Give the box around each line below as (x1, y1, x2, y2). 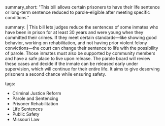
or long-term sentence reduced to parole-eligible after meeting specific (5, 9, 150, 15)
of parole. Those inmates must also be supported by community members (5, 50, 156, 56)
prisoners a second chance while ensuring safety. (5, 71, 106, 77)
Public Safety (12, 111, 39, 117)
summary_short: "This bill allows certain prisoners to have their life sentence (5, 4, 160, 10)
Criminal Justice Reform (12, 91, 62, 96)
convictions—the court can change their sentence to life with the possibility (5, 45, 159, 51)
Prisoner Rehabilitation (12, 101, 58, 106)
